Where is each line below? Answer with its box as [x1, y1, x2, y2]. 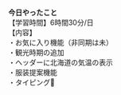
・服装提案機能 [8, 68, 57, 77]
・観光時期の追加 [8, 48, 64, 57]
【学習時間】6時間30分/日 [8, 18, 94, 27]
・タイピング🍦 [8, 77, 56, 87]
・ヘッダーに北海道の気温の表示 [8, 57, 113, 67]
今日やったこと [8, 8, 57, 17]
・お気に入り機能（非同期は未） [8, 38, 113, 47]
